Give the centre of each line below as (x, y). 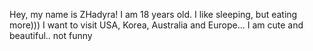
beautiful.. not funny (51, 35)
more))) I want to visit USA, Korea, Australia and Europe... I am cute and (156, 25)
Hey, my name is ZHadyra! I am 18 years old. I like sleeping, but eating (153, 14)
